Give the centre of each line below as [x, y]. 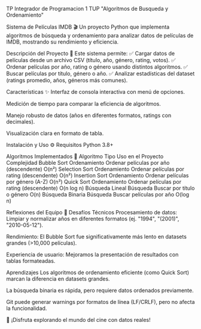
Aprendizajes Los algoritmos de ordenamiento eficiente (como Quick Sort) [98, 272]
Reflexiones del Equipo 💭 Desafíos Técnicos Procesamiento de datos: [92, 212]
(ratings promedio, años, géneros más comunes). [67, 80]
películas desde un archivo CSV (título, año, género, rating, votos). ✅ [91, 60]
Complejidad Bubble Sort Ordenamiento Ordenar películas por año [88, 163]
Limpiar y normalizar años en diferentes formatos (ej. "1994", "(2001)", [93, 219]
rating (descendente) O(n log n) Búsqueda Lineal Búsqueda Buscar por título [100, 188]
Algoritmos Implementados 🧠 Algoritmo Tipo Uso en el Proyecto [85, 156]
